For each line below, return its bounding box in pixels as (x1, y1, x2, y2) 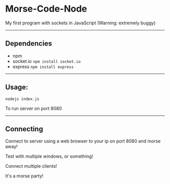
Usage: (5, 83, 29, 92)
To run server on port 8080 (5, 105, 62, 112)
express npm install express (12, 63, 74, 69)
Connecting (5, 125, 44, 133)
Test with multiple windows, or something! (5, 153, 94, 160)
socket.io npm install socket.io (12, 58, 81, 64)
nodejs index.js (5, 96, 39, 101)
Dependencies (5, 39, 52, 48)
